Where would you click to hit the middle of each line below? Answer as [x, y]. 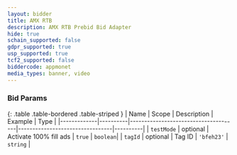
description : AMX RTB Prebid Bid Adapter [70, 27]
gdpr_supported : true [39, 47]
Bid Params [27, 98]
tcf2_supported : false [41, 60]
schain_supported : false [44, 41]
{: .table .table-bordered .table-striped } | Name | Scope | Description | [110, 114]
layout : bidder [30, 14]
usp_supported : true [38, 54]
